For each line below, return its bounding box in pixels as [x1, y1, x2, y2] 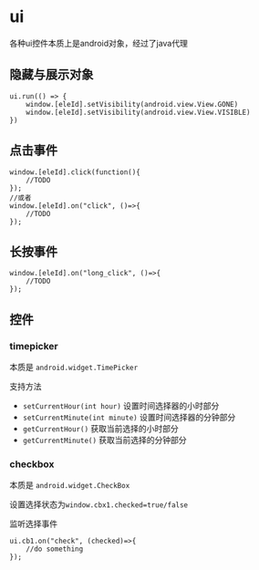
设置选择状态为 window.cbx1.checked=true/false [9, 499, 189, 510]
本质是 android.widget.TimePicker [9, 362, 139, 373]
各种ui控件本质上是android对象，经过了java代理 [9, 37, 189, 48]
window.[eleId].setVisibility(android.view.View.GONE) [26, 99, 239, 109]
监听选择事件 [9, 518, 57, 530]
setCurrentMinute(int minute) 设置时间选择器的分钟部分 [22, 412, 236, 423]
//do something [26, 544, 84, 554]
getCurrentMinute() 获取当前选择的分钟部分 [22, 435, 187, 446]
